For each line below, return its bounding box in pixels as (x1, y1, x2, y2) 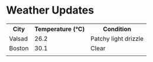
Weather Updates (6, 4, 95, 17)
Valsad (9, 34, 28, 43)
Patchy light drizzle (90, 34, 144, 43)
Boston (9, 44, 29, 52)
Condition (103, 25, 132, 33)
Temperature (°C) (34, 25, 85, 33)
